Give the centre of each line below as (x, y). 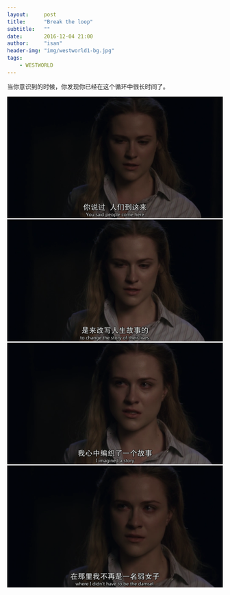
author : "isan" (35, 44)
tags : (15, 58)
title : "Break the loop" (50, 22)
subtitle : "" (29, 29)
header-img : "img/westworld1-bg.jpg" (61, 51)
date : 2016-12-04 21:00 (50, 36)
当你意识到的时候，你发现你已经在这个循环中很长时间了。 (88, 87)
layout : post (32, 14)
